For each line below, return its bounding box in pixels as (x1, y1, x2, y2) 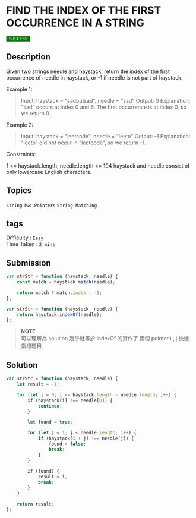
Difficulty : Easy (6, 234, 43, 241)
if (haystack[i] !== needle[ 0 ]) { (27, 397, 113, 403)
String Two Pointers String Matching (6, 203, 97, 209)
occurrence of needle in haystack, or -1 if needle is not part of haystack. (6, 74, 183, 81)
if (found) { (27, 468, 60, 474)
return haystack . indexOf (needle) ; (17, 311, 102, 318)
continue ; (37, 403, 62, 409)
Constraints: (6, 150, 36, 157)
